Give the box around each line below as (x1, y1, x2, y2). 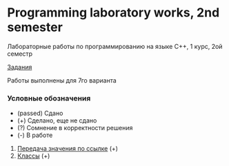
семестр (7, 50, 33, 58)
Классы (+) (17, 152, 50, 160)
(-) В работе (17, 131, 53, 139)
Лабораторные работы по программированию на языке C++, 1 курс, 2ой (7, 42, 223, 50)
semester (7, 19, 63, 35)
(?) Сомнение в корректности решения (17, 124, 133, 132)
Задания (7, 63, 32, 71)
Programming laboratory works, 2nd (7, 5, 220, 21)
